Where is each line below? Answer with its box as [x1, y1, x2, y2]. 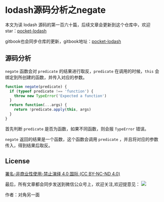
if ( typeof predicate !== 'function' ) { [9, 89, 94, 94]
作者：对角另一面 [5, 192, 40, 198]
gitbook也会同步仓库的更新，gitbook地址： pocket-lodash [5, 38, 122, 44]
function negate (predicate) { [5, 84, 67, 89]
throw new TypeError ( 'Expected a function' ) [14, 93, 107, 99]
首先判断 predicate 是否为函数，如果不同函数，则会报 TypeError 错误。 [5, 126, 149, 132]
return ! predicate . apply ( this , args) [14, 107, 92, 112]
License [5, 157, 30, 166]
